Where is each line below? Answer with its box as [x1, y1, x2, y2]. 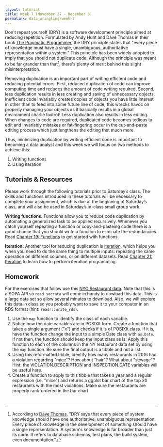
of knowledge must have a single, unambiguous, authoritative [5, 45, 128, 51]
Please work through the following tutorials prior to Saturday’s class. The [5, 188, 150, 194]
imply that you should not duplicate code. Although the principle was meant [5, 55, 156, 61]
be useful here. [12, 367, 43, 373]
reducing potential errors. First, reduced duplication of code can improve [5, 81, 151, 87]
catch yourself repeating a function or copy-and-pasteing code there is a [5, 223, 151, 229]
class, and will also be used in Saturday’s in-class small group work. [5, 204, 141, 209]
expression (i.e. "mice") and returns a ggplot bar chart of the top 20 [12, 377, 147, 383]
